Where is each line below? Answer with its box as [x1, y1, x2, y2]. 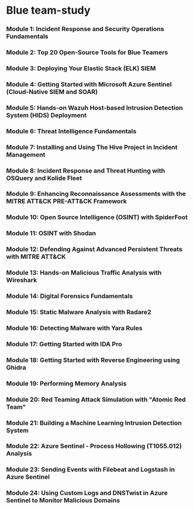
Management [6, 150, 46, 158]
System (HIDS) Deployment [6, 111, 87, 119]
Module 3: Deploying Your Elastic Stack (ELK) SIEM [6, 64, 156, 72]
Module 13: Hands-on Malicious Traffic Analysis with [6, 268, 162, 277]
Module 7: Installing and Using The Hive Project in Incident [6, 143, 178, 151]
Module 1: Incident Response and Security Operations [6, 25, 164, 33]
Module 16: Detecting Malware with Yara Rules [6, 324, 143, 332]
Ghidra [6, 363, 27, 371]
